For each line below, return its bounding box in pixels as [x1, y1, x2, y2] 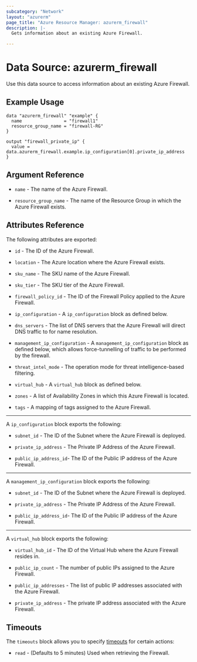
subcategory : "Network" [6, 8, 64, 15]
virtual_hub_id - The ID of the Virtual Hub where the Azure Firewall [14, 546, 179, 553]
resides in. [14, 553, 40, 560]
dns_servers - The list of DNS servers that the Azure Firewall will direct [14, 321, 186, 329]
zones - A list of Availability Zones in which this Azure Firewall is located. [14, 392, 189, 399]
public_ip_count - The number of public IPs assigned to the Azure [14, 564, 175, 571]
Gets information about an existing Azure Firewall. [11, 31, 143, 36]
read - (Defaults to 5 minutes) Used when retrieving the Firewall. [14, 650, 170, 657]
